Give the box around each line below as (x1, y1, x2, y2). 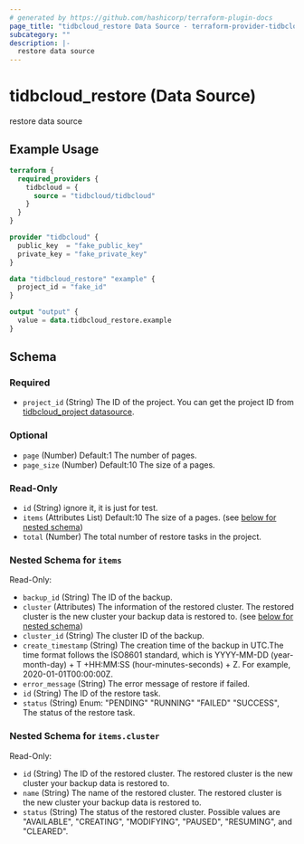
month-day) (22, 659, 68, 670)
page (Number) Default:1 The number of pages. (22, 450, 197, 460)
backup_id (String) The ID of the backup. (22, 592, 174, 602)
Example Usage (9, 142, 100, 157)
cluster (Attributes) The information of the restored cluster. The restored (22, 602, 294, 612)
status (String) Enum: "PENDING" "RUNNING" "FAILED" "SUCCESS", (22, 697, 280, 708)
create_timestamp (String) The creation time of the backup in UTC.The (22, 640, 284, 651)
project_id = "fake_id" (17, 282, 107, 292)
